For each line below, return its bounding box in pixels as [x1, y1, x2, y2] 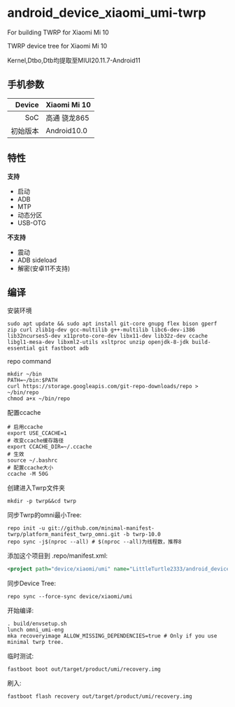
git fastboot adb [38, 345, 90, 352]
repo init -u [7, 525, 45, 532]
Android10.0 [45, 125, 87, 135]
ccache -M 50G [7, 471, 49, 478]
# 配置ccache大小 [7, 465, 54, 472]
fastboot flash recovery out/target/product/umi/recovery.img [7, 693, 192, 700]
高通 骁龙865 [45, 113, 90, 123]
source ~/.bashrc [7, 457, 58, 464]
